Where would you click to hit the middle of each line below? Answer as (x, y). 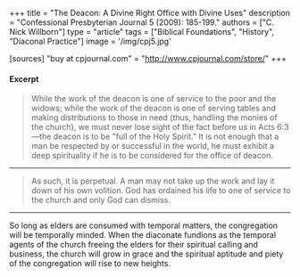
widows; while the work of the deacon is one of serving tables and (154, 108)
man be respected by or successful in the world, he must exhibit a (153, 146)
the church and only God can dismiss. (101, 200)
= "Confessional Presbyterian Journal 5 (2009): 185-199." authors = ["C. (142, 22)
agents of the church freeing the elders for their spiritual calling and (134, 245)
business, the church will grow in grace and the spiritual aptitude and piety (146, 254)
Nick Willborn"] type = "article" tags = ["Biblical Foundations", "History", (142, 32)
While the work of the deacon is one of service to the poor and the (154, 99)
